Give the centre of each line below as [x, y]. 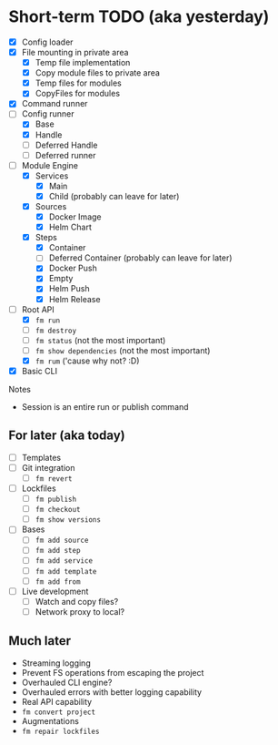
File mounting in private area [75, 52]
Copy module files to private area [98, 73]
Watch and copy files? [77, 601]
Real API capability [57, 701]
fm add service [64, 561]
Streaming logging [56, 663]
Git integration [48, 467]
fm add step [58, 551]
